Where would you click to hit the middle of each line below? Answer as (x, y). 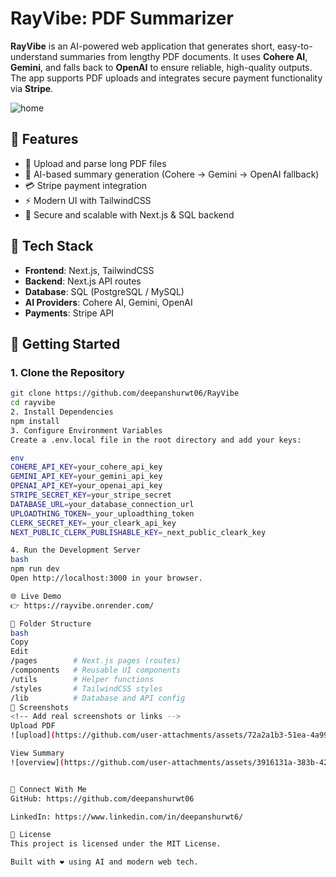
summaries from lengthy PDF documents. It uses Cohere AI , (183, 56)
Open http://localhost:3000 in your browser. (106, 578)
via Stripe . (32, 88)
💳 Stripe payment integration (85, 185)
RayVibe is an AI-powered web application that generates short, (143, 46)
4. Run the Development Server (75, 550)
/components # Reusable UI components (96, 670)
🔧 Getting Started (65, 343)
